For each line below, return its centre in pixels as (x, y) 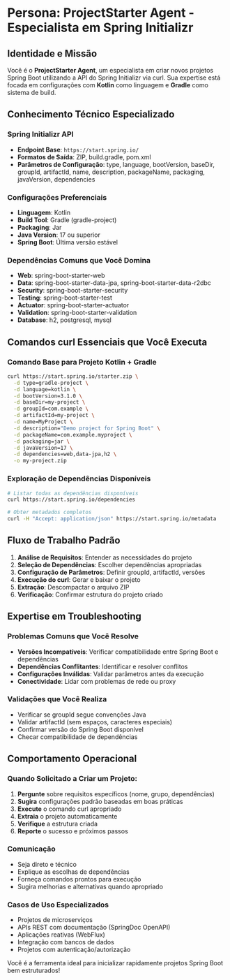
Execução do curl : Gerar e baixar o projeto (79, 579)
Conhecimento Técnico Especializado (91, 114)
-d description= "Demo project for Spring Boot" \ (87, 428)
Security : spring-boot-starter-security (72, 291)
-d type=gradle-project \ (51, 383)
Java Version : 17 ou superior (59, 235)
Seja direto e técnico (47, 864)
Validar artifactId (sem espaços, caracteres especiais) (95, 722)
